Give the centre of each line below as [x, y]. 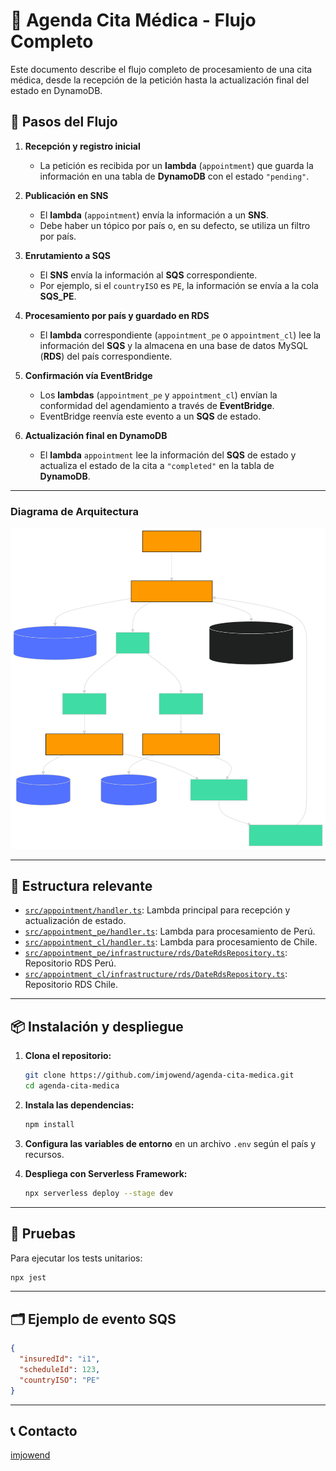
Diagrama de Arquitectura [74, 511]
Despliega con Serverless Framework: [106, 1173]
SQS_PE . [58, 296]
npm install [49, 1124]
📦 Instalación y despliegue [97, 1026]
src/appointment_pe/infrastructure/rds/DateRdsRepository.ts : [156, 953]
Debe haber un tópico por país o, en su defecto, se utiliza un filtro [175, 225]
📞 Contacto [44, 1430]
